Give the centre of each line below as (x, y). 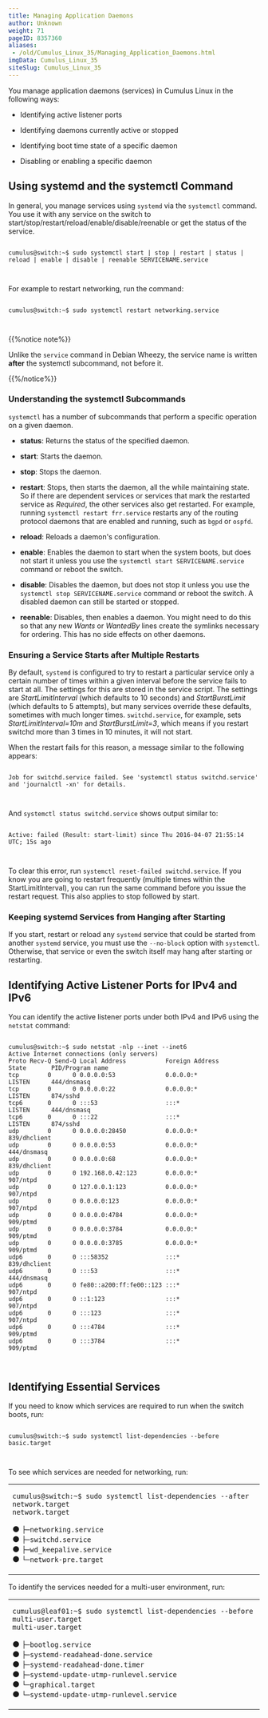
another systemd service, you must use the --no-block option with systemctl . (134, 943)
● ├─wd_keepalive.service (62, 1549)
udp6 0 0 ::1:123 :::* (94, 1300)
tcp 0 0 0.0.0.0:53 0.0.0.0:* (103, 1075)
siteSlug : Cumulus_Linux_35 (55, 68)
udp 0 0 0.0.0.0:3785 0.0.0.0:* (103, 1243)
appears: (23, 756)
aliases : (23, 46)
